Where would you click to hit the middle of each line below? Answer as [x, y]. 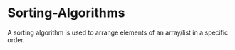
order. [16, 39]
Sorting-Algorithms [67, 13]
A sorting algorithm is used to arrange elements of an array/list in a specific [118, 32]
